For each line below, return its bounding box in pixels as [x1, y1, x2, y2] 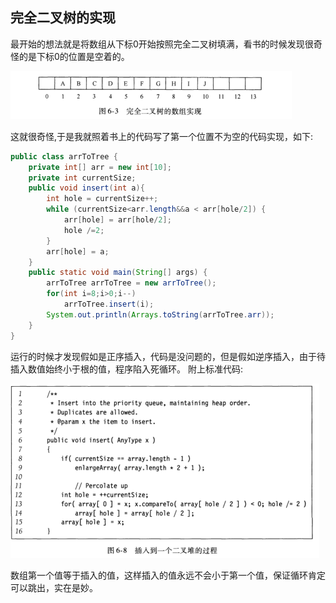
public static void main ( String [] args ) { [28, 268, 208, 278]
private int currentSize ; [28, 173, 137, 183]
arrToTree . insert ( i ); [63, 299, 155, 310]
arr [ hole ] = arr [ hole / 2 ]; [63, 215, 172, 225]
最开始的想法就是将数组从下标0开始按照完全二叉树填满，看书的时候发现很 [10, 38, 314, 50]
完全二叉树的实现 [10, 9, 116, 27]
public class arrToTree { [10, 151, 118, 162]
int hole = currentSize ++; [46, 194, 159, 204]
